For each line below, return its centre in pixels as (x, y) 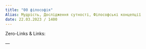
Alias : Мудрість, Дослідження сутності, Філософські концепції (73, 15)
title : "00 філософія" (29, 10)
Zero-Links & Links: (26, 34)
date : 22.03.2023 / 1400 (31, 19)
